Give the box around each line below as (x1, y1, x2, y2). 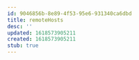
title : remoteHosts (7, 17, 64, 23)
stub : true (7, 42, 39, 49)
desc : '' (7, 23, 33, 30)
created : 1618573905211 (7, 36, 76, 43)
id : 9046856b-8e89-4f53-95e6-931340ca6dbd (7, 10, 132, 17)
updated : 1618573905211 (7, 29, 76, 37)
